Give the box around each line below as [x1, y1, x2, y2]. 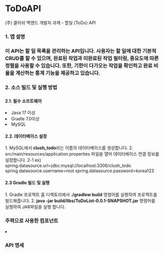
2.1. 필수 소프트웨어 [5, 98, 42, 104]
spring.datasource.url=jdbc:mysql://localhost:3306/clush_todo [5, 162, 131, 169]
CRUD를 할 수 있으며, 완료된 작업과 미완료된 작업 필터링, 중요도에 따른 [5, 55, 159, 62]
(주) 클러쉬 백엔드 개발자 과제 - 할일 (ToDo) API [5, 20, 96, 25]
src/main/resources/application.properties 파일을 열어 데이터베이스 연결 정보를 [5, 151, 160, 157]
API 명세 [5, 242, 24, 249]
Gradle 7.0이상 [11, 116, 40, 122]
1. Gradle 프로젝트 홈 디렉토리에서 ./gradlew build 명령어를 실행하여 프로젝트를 [5, 191, 158, 197]
